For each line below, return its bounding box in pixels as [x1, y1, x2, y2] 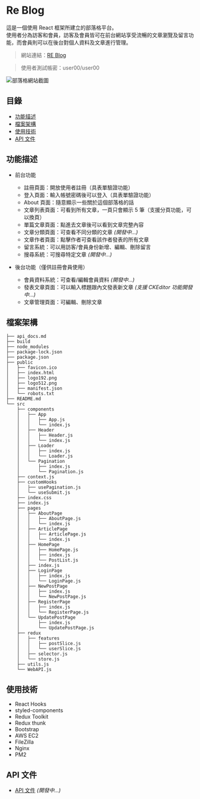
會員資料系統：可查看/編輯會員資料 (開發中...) [23, 276, 135, 283]
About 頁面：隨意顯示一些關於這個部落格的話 [23, 199, 135, 206]
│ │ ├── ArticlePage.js [17, 531, 86, 537]
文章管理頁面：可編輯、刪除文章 [23, 298, 102, 305]
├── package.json [6, 355, 49, 361]
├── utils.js [17, 662, 49, 668]
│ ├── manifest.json [6, 386, 62, 391]
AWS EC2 [14, 732, 39, 740]
